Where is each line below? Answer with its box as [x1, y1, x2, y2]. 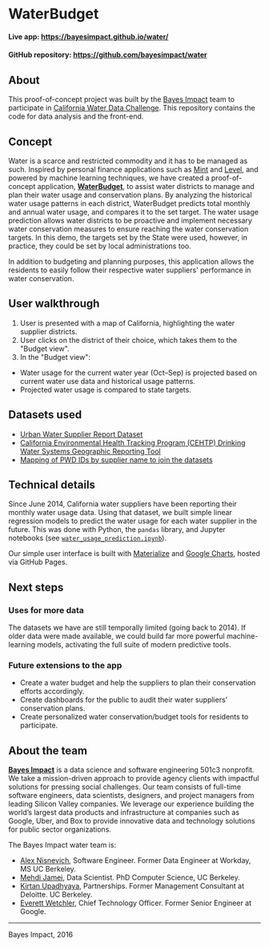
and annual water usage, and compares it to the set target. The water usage [8, 208, 259, 216]
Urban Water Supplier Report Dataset [19, 429, 143, 439]
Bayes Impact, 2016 [8, 930, 74, 940]
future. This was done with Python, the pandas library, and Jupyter [8, 525, 226, 534]
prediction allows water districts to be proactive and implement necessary [8, 216, 252, 225]
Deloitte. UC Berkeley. [19, 890, 93, 900]
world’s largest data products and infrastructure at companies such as [8, 808, 240, 817]
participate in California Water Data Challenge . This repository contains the [8, 103, 255, 113]
